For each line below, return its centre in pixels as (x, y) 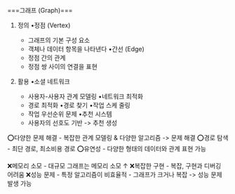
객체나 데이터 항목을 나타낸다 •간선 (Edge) (86, 49)
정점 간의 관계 (47, 58)
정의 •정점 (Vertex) (44, 25)
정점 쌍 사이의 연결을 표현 (63, 66)
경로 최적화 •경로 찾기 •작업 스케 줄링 (79, 105)
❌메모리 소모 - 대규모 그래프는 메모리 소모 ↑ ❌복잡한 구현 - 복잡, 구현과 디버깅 (114, 166)
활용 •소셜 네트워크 (43, 82)
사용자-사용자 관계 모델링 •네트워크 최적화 (86, 96)
